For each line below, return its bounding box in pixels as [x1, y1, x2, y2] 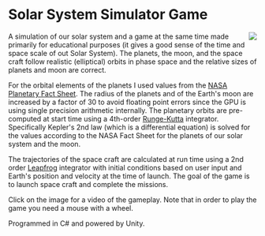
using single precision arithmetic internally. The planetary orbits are [8, 105, 227, 115]
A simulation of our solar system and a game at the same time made [8, 32, 230, 41]
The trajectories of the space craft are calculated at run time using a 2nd [8, 154, 244, 163]
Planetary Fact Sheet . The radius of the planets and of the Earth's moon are [8, 88, 254, 98]
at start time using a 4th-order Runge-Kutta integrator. [43, 114, 219, 123]
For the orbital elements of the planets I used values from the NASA [8, 81, 228, 90]
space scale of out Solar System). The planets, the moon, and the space [8, 48, 243, 58]
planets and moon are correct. [8, 65, 106, 74]
